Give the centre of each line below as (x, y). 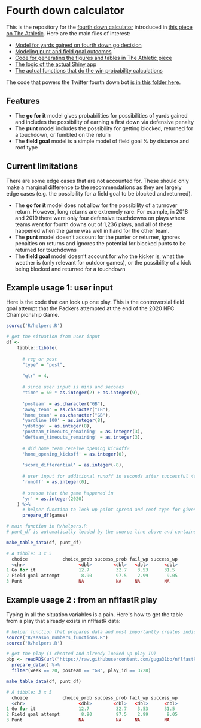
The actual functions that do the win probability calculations (89, 70)
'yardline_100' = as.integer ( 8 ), (64, 421)
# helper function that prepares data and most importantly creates (93, 632)
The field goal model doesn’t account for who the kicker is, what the (99, 256)
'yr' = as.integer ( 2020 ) (53, 499)
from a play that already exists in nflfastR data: (63, 621)
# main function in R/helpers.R (46, 526)
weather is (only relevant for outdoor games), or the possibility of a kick (103, 262)
